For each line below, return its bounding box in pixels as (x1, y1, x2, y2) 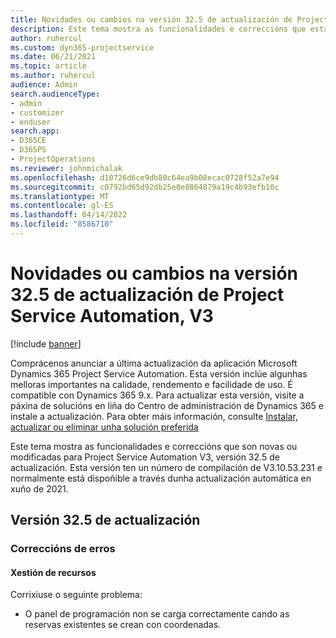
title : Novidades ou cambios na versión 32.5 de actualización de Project (10, 14, 329, 25)
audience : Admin (10, 80, 78, 90)
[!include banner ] (10, 337, 82, 350)
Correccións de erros (10, 542, 116, 556)
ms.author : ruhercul (10, 71, 97, 81)
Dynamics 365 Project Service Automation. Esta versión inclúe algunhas (10, 367, 308, 380)
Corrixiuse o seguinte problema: (10, 589, 143, 601)
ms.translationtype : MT (10, 191, 110, 201)
